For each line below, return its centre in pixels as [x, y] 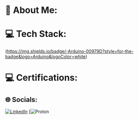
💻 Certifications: [41, 78]
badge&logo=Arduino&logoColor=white [46, 56]
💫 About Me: [31, 10]
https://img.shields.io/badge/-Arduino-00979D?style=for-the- [70, 51]
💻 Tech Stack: [36, 34]
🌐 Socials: [21, 99]
